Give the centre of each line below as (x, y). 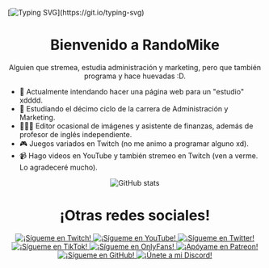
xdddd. (31, 100)
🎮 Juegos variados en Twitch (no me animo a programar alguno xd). (134, 143)
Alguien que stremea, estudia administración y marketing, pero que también (135, 67)
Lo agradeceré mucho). (58, 167)
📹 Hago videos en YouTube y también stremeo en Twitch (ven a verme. (139, 155)
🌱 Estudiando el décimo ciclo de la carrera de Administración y (124, 108)
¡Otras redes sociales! (135, 216)
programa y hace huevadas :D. (135, 76)
